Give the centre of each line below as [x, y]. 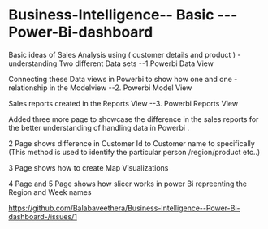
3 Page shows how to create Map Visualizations [89, 167]
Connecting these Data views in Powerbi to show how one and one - [123, 79]
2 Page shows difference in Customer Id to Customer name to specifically [132, 143]
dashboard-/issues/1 [43, 216]
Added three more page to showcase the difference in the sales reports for [134, 119]
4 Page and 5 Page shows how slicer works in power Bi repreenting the [128, 184]
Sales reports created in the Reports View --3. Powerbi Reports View [123, 103]
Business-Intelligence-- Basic [111, 15]
